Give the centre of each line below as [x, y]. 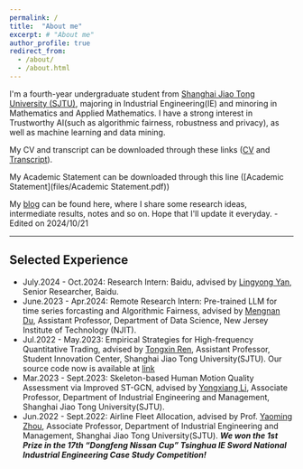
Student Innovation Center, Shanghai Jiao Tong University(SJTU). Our [152, 359]
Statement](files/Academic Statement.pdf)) [89, 186]
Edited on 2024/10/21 [49, 223]
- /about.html [44, 69]
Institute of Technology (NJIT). [79, 330]
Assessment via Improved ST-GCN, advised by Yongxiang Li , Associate [155, 387]
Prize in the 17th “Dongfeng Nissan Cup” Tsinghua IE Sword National [154, 445]
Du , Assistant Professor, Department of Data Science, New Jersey [145, 320]
